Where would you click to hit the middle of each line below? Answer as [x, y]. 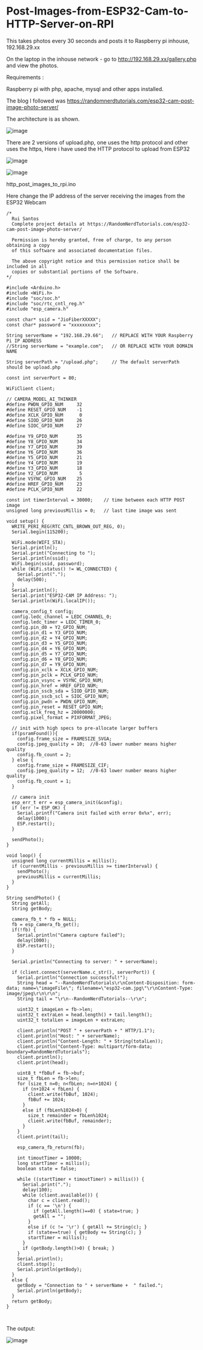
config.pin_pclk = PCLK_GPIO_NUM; [55, 675]
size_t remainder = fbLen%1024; [69, 1115]
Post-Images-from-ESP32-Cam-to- [98, 11]
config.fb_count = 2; [44, 754]
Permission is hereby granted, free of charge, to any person [92, 240]
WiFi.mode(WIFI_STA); [39, 542]
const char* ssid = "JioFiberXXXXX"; [54, 320]
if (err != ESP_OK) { [39, 808]
